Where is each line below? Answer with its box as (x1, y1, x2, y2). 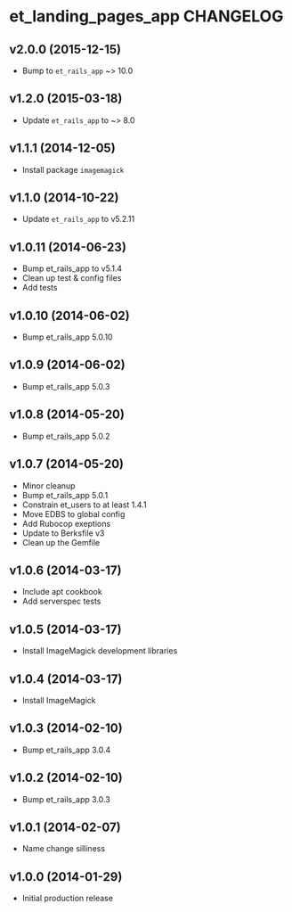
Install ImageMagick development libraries (21, 645, 178, 656)
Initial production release (21, 893, 114, 904)
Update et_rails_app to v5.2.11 (21, 214, 135, 225)
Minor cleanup (21, 480, 76, 491)
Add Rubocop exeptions (21, 518, 111, 529)
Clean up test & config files (21, 273, 122, 283)
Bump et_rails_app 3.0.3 (21, 793, 111, 804)
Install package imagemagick (21, 164, 125, 175)
